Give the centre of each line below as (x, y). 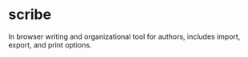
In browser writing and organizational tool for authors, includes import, (124, 36)
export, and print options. (50, 44)
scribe (30, 15)
